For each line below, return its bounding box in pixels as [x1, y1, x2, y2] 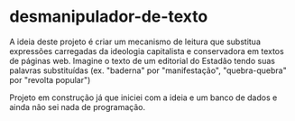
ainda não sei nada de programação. [9, 101, 146, 112]
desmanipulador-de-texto [9, 6, 208, 27]
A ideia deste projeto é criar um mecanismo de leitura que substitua [9, 36, 262, 47]
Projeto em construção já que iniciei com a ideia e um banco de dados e [9, 92, 278, 103]
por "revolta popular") [9, 74, 91, 85]
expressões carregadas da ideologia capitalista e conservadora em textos [9, 45, 284, 56]
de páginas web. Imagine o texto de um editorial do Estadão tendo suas [9, 55, 275, 66]
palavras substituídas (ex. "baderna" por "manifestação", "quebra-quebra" [9, 65, 287, 76]
